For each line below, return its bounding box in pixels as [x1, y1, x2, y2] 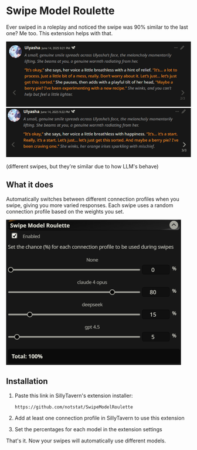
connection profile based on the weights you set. [6, 208, 124, 215]
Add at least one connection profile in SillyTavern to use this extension [14, 414, 185, 421]
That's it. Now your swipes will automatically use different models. [6, 437, 166, 444]
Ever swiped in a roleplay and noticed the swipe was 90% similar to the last [6, 23, 189, 31]
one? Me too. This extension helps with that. [6, 29, 113, 36]
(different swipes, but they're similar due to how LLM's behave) [6, 163, 159, 170]
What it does [6, 180, 54, 190]
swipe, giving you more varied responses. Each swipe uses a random [6, 201, 174, 209]
